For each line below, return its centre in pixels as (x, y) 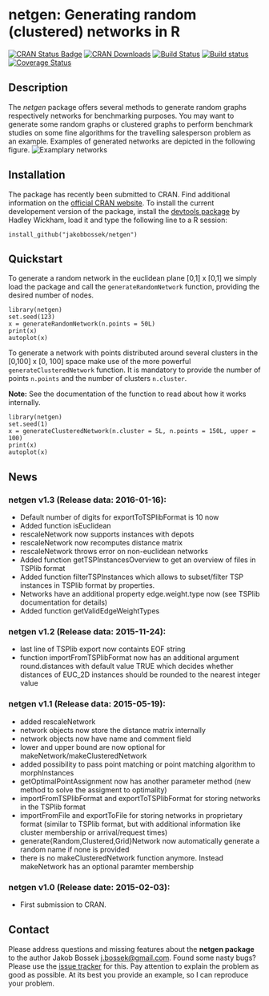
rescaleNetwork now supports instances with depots (107, 534)
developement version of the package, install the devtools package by (124, 211)
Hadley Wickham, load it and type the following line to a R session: (118, 220)
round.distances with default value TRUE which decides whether (126, 666)
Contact (29, 930)
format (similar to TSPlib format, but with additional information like (130, 824)
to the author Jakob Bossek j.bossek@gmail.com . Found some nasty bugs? (132, 958)
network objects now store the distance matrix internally (113, 730)
